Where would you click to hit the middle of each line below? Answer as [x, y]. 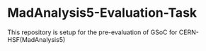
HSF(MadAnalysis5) [36, 39]
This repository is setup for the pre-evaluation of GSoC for [92, 32]
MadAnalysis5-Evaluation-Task [102, 13]
